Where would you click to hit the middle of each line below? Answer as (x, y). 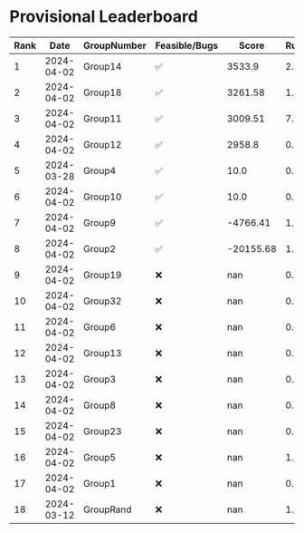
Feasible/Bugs (187, 45)
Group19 (102, 275)
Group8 (99, 405)
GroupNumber (114, 45)
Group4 (99, 170)
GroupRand (107, 509)
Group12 (102, 144)
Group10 (102, 197)
